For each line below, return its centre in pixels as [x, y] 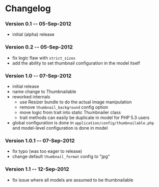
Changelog [28, 9]
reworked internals [31, 97]
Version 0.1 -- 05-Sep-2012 [38, 24]
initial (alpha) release [33, 34]
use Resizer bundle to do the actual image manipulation [76, 102]
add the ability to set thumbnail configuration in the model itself [76, 63]
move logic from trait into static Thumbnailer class [70, 113]
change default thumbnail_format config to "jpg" [61, 157]
